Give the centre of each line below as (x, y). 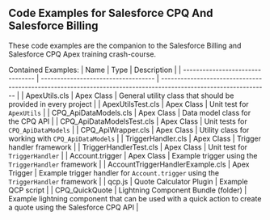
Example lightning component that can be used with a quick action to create (135, 198)
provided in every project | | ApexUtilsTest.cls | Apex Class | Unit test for (129, 104)
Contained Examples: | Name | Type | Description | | (95, 70)
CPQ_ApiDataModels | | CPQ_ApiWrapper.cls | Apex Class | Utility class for (129, 129)
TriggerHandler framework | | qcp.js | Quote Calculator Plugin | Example (128, 181)
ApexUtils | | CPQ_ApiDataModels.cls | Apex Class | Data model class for (130, 112)
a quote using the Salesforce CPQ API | (74, 207)
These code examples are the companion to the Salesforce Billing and (125, 45)
